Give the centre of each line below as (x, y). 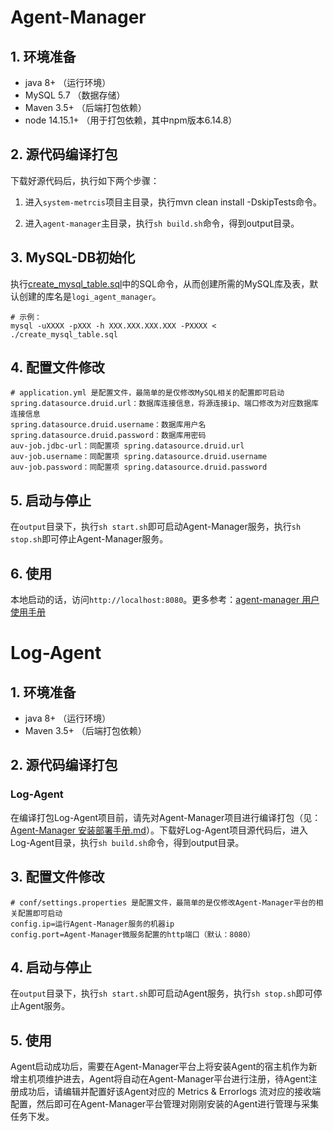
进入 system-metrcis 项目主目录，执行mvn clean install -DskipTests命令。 (173, 202)
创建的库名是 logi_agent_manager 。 (90, 296)
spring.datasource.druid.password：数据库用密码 (108, 436)
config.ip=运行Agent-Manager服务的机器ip (92, 924)
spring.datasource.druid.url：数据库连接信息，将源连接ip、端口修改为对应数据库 (164, 404)
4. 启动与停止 (51, 967)
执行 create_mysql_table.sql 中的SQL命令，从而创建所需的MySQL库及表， (160, 283)
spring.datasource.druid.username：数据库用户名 (108, 425)
